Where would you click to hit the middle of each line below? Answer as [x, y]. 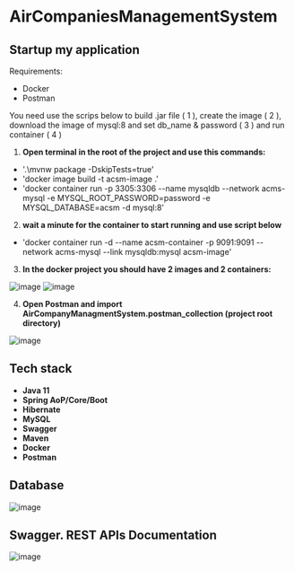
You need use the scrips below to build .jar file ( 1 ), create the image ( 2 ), [146, 115]
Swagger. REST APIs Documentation [113, 536]
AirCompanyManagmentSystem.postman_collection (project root [147, 313]
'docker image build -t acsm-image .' [91, 179]
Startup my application [75, 50]
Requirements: [36, 71]
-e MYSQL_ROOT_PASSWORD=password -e [129, 198]
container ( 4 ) [36, 135]
